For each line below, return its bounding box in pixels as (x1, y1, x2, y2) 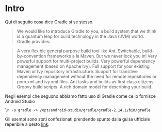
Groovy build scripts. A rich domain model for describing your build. (16, 84, 153, 89)
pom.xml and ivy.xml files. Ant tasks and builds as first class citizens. (16, 78, 155, 85)
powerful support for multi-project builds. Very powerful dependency (16, 58, 156, 64)
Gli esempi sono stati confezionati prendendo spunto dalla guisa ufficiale (5, 116, 150, 122)
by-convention (16, 53, 46, 59)
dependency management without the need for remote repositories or (16, 73, 157, 79)
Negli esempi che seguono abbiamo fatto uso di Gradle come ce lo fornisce (5, 93, 156, 99)
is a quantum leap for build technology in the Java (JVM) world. (16, 33, 144, 39)
